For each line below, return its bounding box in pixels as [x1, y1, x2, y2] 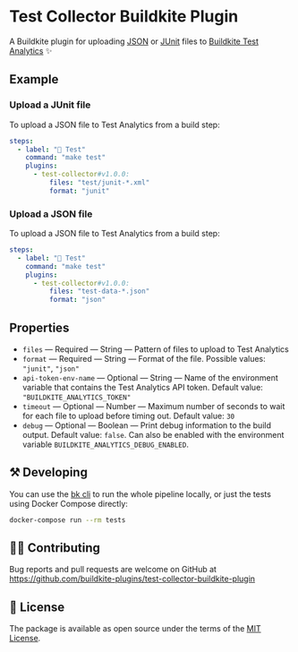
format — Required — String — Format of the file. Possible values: [21, 353, 266, 364]
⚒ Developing [9, 465, 88, 480]
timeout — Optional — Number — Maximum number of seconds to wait [21, 400, 285, 411]
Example [9, 72, 59, 87]
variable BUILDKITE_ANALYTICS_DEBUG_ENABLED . [21, 439, 190, 450]
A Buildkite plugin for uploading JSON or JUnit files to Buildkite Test [9, 36, 260, 47]
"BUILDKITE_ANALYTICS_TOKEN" [21, 392, 132, 402]
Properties [9, 320, 70, 335]
